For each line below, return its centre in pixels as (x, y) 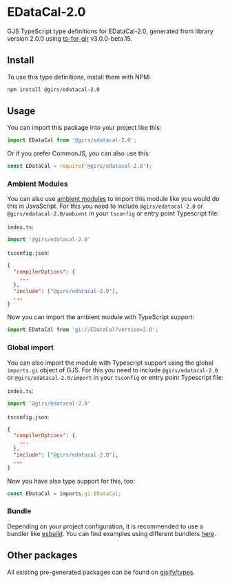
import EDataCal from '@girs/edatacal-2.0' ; (72, 140)
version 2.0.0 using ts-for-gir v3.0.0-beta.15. (70, 38)
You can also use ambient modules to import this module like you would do (113, 199)
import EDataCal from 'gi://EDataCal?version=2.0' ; (83, 330)
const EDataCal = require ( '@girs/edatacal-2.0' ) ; (80, 166)
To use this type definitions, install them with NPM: (79, 77)
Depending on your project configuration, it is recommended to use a (105, 526)
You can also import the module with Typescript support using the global (110, 363)
